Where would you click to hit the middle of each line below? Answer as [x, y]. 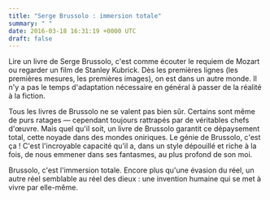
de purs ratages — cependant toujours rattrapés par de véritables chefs [129, 120]
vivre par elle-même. [44, 188]
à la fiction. [27, 96]
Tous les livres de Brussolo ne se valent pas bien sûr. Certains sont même [132, 112]
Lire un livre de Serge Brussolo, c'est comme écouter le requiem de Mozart [134, 62]
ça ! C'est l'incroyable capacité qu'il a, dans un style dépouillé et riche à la [133, 146]
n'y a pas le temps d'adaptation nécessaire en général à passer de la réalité [135, 87]
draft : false [30, 38]
